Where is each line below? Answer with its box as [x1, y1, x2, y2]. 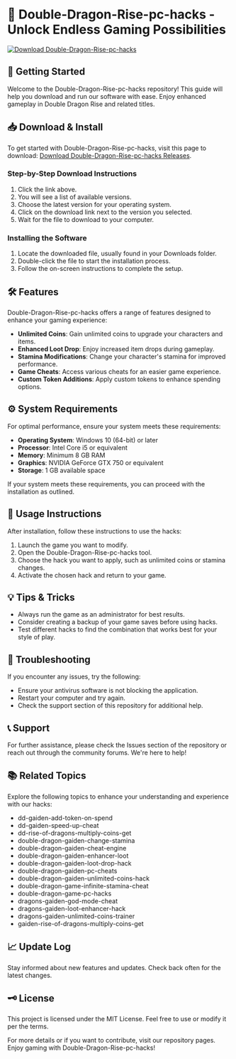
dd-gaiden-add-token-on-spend [17, 814, 113, 822]
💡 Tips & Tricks [7, 591, 75, 603]
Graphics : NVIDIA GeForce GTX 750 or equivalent [17, 458, 164, 467]
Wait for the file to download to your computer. [17, 215, 154, 223]
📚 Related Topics [7, 770, 86, 782]
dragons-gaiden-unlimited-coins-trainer [17, 912, 135, 920]
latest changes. [7, 971, 52, 979]
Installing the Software [7, 233, 87, 243]
